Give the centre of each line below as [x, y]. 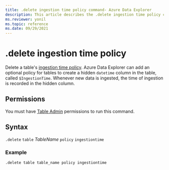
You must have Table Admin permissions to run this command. [70, 111]
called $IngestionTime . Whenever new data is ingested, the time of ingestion [84, 78]
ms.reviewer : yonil [26, 19]
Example [16, 152]
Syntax [17, 127]
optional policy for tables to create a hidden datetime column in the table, [81, 73]
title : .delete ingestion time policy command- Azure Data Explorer [78, 10]
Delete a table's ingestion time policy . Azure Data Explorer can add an [77, 67]
